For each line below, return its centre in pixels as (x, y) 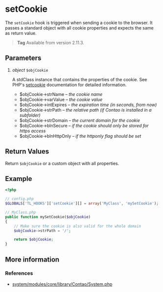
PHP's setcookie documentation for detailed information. (69, 85)
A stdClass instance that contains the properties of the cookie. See (80, 79)
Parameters (23, 58)
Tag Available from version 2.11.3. (51, 42)
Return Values (27, 152)
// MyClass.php (21, 212)
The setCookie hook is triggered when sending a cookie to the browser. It (79, 23)
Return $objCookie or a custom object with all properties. (62, 163)
